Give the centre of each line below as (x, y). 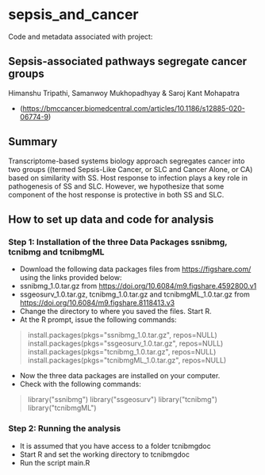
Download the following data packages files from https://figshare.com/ (135, 269)
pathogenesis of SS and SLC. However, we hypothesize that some (116, 186)
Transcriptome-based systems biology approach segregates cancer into (127, 161)
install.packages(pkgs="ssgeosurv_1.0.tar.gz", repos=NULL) (125, 343)
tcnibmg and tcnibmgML (56, 251)
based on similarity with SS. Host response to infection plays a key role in (128, 178)
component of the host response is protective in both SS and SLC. (116, 194)
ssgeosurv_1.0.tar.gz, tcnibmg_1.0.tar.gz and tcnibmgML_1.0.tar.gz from (134, 294)
